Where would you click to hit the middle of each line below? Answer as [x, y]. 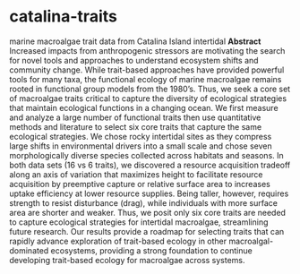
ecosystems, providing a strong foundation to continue [151, 250]
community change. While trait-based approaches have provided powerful [147, 70]
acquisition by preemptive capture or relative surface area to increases [140, 184]
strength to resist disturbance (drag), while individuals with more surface [143, 202]
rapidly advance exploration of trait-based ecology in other [118, 241]
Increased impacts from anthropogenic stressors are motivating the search [147, 50]
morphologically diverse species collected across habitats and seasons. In [146, 155]
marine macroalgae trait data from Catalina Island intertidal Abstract [135, 41]
